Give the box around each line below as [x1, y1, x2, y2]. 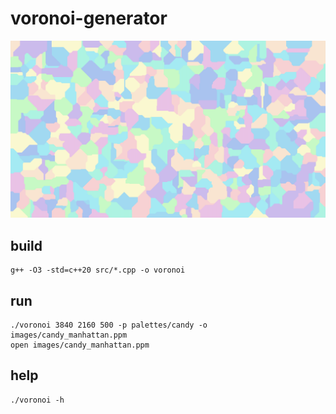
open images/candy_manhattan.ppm [10, 340, 150, 351]
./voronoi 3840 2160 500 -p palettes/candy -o [10, 320, 208, 331]
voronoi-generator [10, 7, 168, 30]
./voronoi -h [10, 395, 65, 405]
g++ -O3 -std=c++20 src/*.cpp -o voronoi [10, 265, 186, 276]
